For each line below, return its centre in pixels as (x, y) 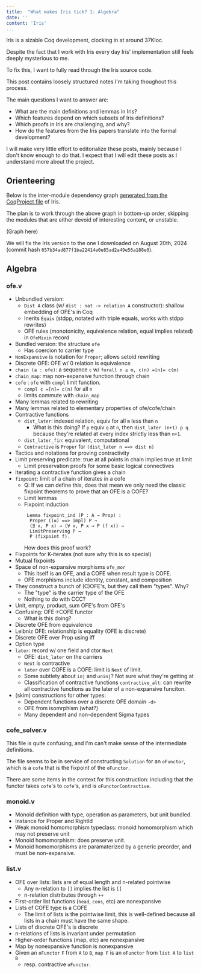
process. (17, 88)
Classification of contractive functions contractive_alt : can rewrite (107, 682)
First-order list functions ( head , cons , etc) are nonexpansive (88, 901)
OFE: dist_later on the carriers (63, 656)
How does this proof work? (57, 548)
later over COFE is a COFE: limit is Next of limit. (83, 669)
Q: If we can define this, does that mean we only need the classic (105, 485)
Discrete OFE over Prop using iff (55, 637)
